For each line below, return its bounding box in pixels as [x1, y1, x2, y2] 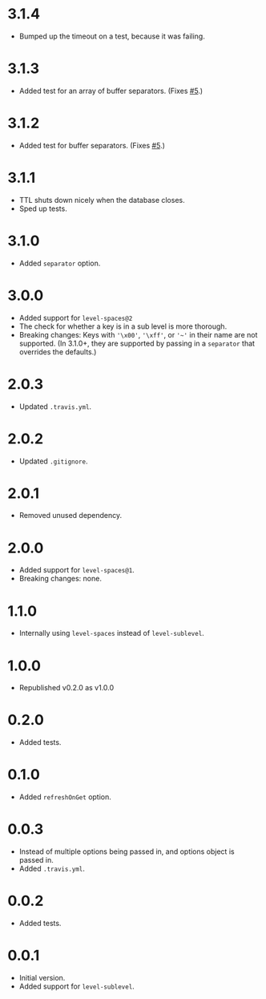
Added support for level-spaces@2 [18, 313, 133, 322]
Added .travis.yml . [18, 864, 86, 874]
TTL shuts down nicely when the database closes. [18, 195, 185, 204]
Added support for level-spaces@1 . [18, 565, 135, 575]
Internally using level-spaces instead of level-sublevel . [18, 629, 205, 638]
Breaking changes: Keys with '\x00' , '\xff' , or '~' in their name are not [18, 330, 258, 339]
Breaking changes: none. [18, 574, 102, 584]
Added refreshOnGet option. [18, 792, 111, 802]
